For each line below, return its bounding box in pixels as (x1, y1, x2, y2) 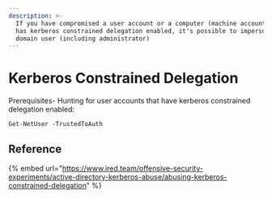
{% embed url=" (8, 163, 63, 173)
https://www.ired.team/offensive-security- (62, 163, 204, 173)
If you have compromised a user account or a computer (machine (15, 19, 237, 27)
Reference (8, 142, 62, 156)
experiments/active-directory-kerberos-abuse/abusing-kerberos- (8, 172, 227, 182)
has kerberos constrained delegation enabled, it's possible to (15, 27, 237, 35)
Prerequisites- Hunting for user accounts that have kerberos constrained (8, 96, 251, 106)
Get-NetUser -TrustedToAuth (8, 120, 104, 128)
